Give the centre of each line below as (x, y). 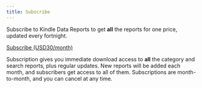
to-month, (19, 78)
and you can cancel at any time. (72, 78)
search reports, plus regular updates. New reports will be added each (93, 66)
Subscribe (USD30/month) (40, 47)
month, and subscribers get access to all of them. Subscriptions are (91, 72)
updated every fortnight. (37, 36)
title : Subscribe (28, 12)
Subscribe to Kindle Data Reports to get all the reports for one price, (92, 29)
